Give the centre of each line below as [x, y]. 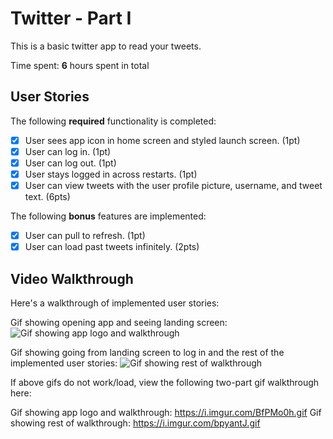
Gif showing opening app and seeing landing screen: [119, 322]
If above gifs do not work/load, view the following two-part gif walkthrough [165, 382]
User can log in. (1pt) [68, 151]
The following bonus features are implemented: [108, 216]
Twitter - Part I [71, 18]
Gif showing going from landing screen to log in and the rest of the [147, 352]
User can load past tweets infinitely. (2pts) [112, 247]
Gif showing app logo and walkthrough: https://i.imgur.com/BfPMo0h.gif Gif [166, 412]
